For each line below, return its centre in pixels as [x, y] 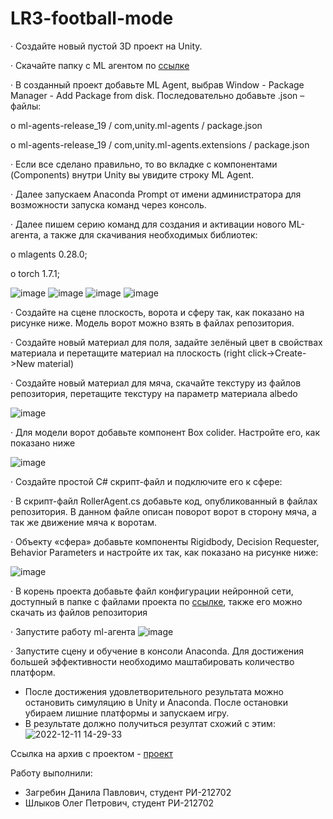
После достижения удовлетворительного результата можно [154, 691]
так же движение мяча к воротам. [84, 522]
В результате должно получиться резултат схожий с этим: [150, 723]
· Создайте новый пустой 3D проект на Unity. [106, 46]
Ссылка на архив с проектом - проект [92, 753]
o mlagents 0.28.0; [49, 254]
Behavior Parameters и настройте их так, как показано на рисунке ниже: [164, 552]
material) [56, 363]
